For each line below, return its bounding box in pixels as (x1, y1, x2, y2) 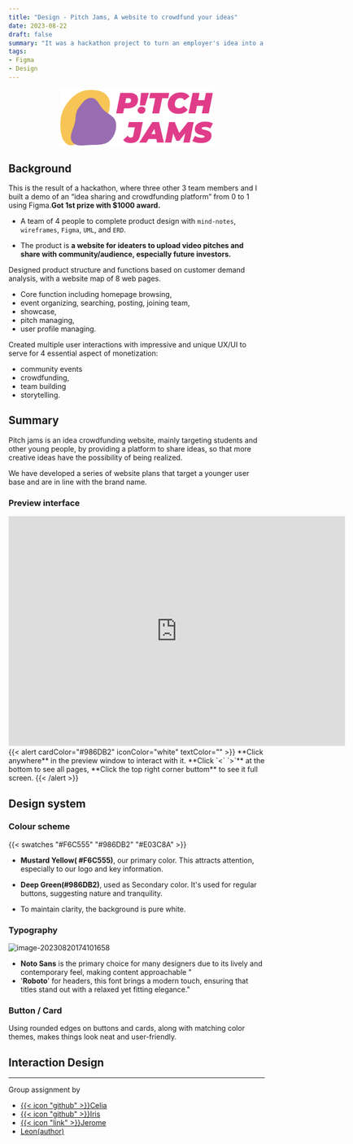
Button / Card (8, 1005, 63, 1016)
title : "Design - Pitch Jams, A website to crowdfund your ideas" (8, 13, 238, 21)
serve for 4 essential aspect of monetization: (8, 348, 159, 358)
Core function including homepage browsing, (20, 290, 172, 299)
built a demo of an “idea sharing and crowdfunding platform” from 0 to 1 (8, 192, 250, 202)
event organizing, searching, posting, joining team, (20, 298, 190, 308)
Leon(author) (20, 1127, 65, 1137)
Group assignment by (8, 1085, 81, 1094)
